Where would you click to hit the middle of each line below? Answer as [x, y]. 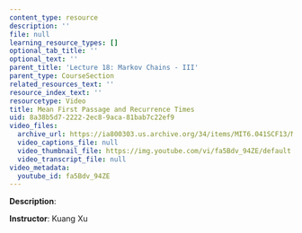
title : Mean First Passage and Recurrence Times [102, 109]
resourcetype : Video [48, 101]
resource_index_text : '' [56, 92]
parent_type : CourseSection [62, 76]
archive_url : [42, 134]
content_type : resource [54, 17]
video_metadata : [40, 168]
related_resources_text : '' [62, 84]
